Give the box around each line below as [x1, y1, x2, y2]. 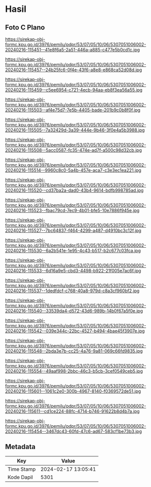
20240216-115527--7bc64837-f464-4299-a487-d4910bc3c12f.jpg [5, 227, 142, 233]
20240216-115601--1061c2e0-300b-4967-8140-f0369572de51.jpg [5, 388, 141, 394]
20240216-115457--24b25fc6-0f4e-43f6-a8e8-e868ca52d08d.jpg [5, 67, 142, 73]
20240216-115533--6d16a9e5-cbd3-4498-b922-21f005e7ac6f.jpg [5, 268, 141, 273]
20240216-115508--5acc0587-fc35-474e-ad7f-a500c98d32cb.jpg [5, 147, 142, 153]
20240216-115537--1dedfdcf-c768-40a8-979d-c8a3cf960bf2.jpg [5, 288, 140, 294]
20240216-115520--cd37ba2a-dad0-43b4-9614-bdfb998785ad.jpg [5, 187, 144, 193]
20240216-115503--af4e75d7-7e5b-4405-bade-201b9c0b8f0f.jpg [5, 107, 141, 113]
